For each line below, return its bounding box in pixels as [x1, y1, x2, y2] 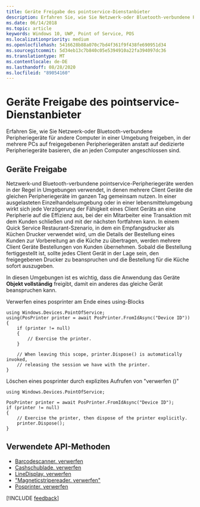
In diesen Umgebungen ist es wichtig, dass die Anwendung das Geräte [6, 274, 180, 281]
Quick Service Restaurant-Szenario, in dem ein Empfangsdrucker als [6, 224, 174, 231]
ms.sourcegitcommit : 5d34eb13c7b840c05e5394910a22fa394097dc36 [6, 48, 167, 54]
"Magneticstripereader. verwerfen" [14, 477, 101, 484]
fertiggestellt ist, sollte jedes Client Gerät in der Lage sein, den [6, 250, 159, 256]
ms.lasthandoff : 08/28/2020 [6, 64, 76, 70]
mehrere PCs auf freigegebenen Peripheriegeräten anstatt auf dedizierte [6, 141, 185, 148]
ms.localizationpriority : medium [6, 36, 89, 42]
